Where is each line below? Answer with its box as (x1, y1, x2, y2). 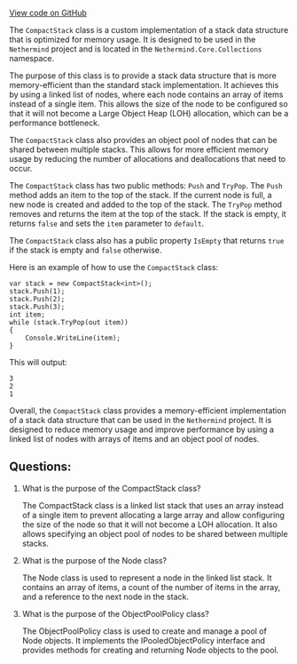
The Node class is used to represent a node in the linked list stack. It (21, 572, 272, 583)
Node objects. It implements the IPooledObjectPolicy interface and (21, 635, 266, 645)
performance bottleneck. (9, 117, 100, 128)
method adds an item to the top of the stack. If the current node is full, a (9, 190, 272, 200)
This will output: (9, 357, 68, 367)
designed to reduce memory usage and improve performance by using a (9, 424, 275, 435)
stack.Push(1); (9, 287, 66, 296)
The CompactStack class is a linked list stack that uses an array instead (21, 500, 284, 510)
